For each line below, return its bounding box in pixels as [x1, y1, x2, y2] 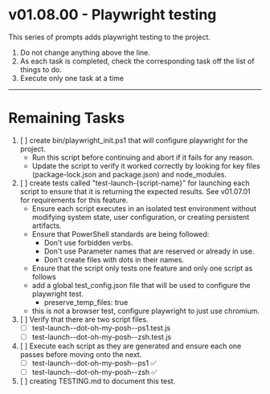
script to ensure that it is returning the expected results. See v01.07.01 [19, 186, 251, 196]
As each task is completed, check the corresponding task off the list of [19, 56, 255, 66]
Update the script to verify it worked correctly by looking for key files [31, 160, 261, 170]
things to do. [19, 64, 63, 74]
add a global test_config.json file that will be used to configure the [31, 280, 251, 290]
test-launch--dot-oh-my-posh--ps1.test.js [31, 323, 171, 332]
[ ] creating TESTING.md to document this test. [19, 376, 176, 386]
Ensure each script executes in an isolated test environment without [31, 203, 257, 213]
